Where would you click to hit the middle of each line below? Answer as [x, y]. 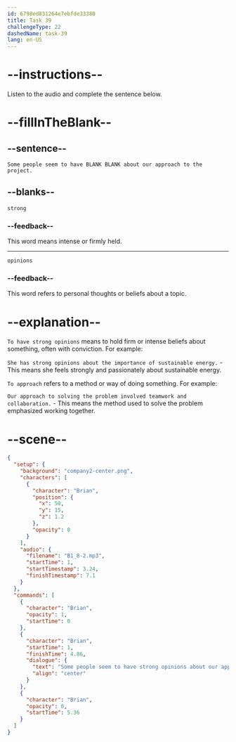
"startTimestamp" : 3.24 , [62, 569]
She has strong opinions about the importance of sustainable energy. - [115, 363]
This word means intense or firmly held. [65, 241]
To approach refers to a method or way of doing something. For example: [112, 384]
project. [20, 171]
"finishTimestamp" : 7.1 [61, 576]
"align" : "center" [59, 674]
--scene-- [37, 439]
